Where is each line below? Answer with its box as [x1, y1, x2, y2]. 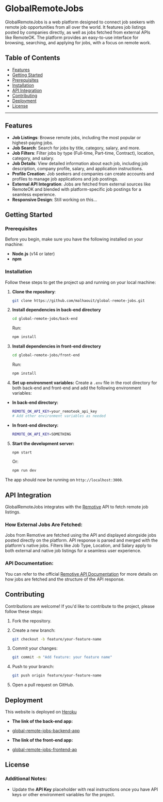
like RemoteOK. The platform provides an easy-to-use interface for [5, 35, 139, 40]
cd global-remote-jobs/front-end [12, 353, 80, 358]
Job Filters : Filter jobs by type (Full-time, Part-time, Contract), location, [12, 150, 155, 156]
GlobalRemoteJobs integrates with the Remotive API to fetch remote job [5, 504, 148, 510]
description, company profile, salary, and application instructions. [12, 165, 143, 171]
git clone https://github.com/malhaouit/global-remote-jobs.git [12, 298, 145, 303]
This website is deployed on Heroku [5, 709, 77, 714]
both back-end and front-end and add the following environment [12, 385, 142, 391]
